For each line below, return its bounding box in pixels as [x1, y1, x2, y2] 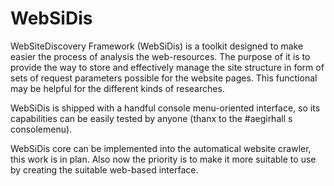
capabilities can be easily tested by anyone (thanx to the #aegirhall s [10, 112, 293, 124]
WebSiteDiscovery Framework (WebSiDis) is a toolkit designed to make [10, 40, 304, 52]
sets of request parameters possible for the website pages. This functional [10, 72, 318, 84]
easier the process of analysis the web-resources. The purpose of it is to [10, 50, 311, 62]
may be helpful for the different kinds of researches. [10, 82, 225, 94]
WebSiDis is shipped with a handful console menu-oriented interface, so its [10, 102, 321, 114]
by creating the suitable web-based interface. [10, 163, 199, 176]
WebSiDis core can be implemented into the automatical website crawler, [10, 142, 312, 154]
